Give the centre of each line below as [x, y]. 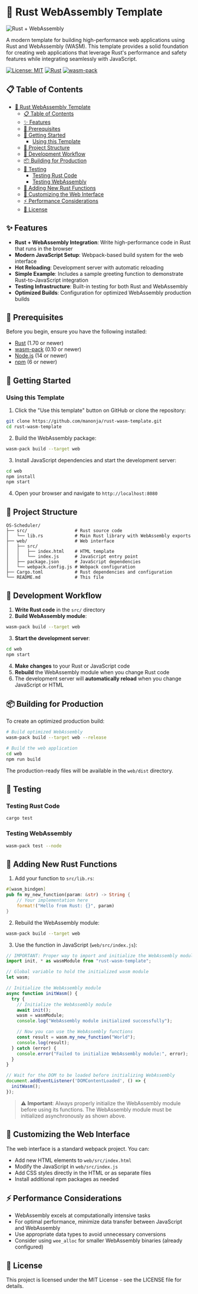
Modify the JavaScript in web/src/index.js [66, 1166]
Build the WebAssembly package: [55, 438]
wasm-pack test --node [34, 846]
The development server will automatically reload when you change [98, 678]
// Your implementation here [52, 900]
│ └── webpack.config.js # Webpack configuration [71, 567]
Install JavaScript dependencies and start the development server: [95, 460]
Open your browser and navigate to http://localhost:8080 [86, 493]
